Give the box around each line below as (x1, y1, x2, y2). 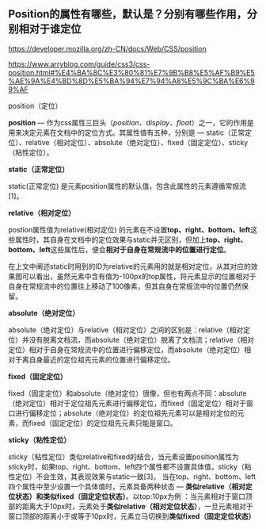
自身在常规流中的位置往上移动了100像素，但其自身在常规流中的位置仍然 (8, 281, 242, 291)
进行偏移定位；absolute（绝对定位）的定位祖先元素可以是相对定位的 (14, 408, 237, 418)
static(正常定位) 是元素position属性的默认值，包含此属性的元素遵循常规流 (8, 181, 247, 190)
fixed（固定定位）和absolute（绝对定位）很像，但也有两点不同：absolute (8, 388, 247, 398)
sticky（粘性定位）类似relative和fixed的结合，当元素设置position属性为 (8, 451, 240, 462)
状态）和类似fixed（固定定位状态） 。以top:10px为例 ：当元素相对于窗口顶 (14, 491, 253, 501)
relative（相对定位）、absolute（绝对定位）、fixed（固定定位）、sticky (25, 137, 249, 147)
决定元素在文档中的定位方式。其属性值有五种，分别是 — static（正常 (21, 128, 245, 137)
